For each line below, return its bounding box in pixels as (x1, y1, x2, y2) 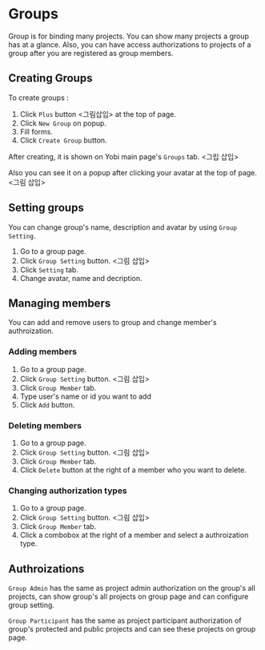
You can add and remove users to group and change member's (8, 318, 218, 327)
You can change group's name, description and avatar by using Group (8, 222, 238, 232)
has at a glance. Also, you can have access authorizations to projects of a (8, 39, 251, 49)
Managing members (8, 296, 111, 310)
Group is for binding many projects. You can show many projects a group (8, 31, 250, 41)
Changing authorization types (8, 485, 128, 496)
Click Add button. (19, 399, 75, 409)
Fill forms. (19, 126, 54, 136)
